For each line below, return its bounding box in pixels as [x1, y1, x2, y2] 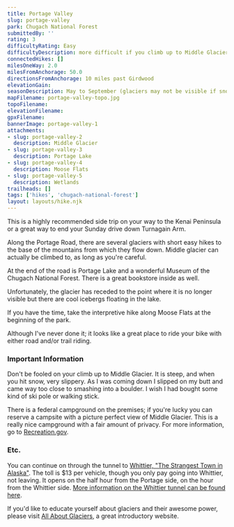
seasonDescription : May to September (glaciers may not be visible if [7, 88, 217, 95]
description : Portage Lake [13, 153, 92, 160]
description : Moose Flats [13, 165, 89, 173]
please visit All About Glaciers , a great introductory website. [7, 512, 179, 520]
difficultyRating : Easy [7, 43, 77, 49]
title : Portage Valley [7, 10, 73, 17]
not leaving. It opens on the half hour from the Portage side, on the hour [7, 475, 214, 484]
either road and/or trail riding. [7, 337, 92, 345]
